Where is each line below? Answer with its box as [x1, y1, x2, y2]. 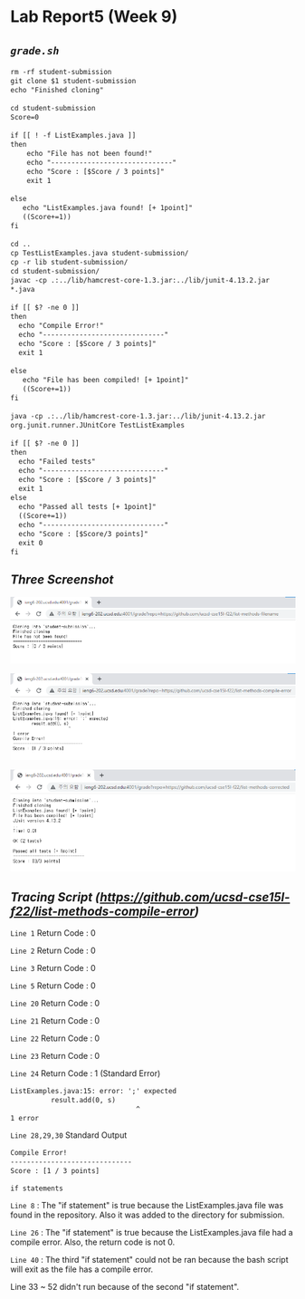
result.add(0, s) [50, 1096, 117, 1105]
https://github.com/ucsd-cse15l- [100, 890, 291, 905]
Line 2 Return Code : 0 [10, 945, 96, 957]
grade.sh [10, 43, 60, 57]
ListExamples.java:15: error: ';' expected [10, 1087, 177, 1096]
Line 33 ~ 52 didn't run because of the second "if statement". [10, 1282, 240, 1293]
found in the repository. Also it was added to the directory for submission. [10, 1209, 285, 1220]
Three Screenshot [10, 573, 114, 588]
